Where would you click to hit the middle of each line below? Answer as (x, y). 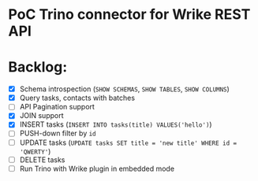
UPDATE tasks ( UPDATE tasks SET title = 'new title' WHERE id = (128, 142)
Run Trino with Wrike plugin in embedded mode (97, 168)
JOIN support (41, 116)
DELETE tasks (42, 160)
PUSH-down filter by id (58, 133)
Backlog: (38, 67)
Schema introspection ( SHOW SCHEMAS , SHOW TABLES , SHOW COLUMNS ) (125, 89)
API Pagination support (57, 107)
